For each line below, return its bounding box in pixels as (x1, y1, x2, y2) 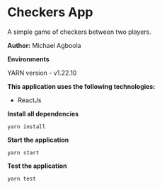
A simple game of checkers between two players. (7, 28, 152, 36)
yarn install (7, 123, 46, 130)
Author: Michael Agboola (7, 41, 81, 49)
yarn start (7, 149, 40, 156)
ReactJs (17, 96, 42, 104)
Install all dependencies (7, 109, 79, 118)
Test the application (7, 161, 67, 170)
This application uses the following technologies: (7, 82, 156, 90)
